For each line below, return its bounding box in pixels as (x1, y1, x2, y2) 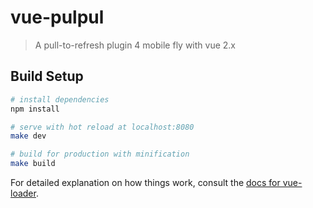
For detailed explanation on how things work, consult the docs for (10, 177, 281, 188)
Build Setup (10, 68, 84, 85)
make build (10, 159, 56, 169)
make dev (10, 131, 47, 141)
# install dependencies (10, 94, 110, 105)
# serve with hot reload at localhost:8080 (10, 122, 195, 132)
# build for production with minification (10, 149, 190, 160)
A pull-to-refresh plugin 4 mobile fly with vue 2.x (34, 39, 236, 51)
